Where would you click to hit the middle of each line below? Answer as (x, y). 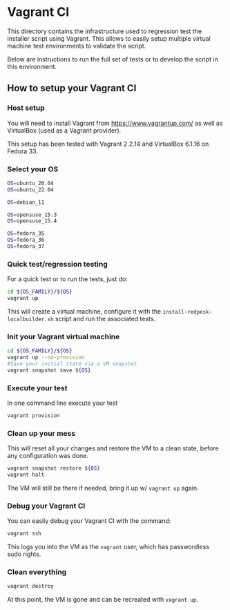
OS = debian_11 (26, 202)
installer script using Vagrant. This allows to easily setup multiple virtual (109, 38)
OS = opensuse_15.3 (32, 215)
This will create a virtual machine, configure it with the (84, 311)
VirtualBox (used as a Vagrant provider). (64, 130)
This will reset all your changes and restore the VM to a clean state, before (113, 448)
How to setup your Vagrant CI (72, 88)
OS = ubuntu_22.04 (30, 190)
